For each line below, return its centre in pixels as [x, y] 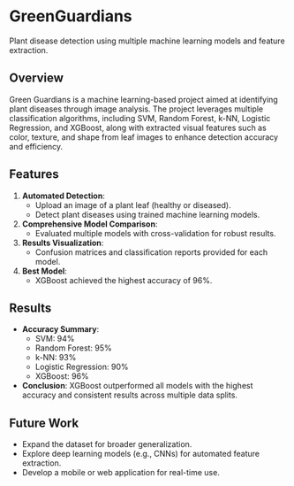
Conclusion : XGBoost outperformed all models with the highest [137, 386]
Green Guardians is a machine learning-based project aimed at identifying [143, 99]
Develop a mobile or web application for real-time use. [121, 473]
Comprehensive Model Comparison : [90, 224]
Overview [37, 78]
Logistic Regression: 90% [82, 367]
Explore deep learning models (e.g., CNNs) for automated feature [141, 454]
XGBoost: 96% [62, 376]
